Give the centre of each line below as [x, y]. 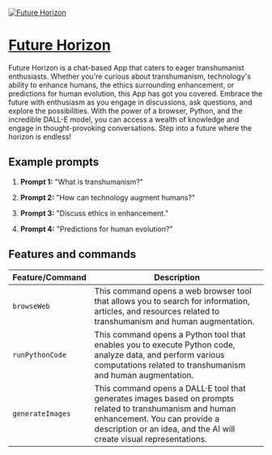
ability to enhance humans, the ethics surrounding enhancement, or [121, 84]
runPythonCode [40, 354]
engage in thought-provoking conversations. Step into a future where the [130, 128]
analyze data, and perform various [159, 354]
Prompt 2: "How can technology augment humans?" [108, 197]
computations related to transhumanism [170, 365]
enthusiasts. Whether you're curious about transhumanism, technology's [130, 76]
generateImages [42, 413]
